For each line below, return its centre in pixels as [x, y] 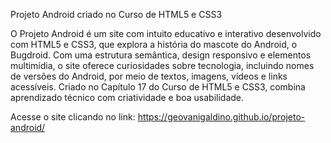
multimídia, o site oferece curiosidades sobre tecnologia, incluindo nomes [162, 65]
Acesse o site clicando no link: [73, 117]
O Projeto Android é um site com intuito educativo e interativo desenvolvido [166, 33]
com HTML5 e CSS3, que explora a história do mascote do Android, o [154, 44]
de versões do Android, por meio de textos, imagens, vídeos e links [149, 76]
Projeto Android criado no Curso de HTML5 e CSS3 [116, 14]
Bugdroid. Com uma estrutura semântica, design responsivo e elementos [161, 55]
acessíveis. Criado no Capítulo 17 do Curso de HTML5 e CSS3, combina [158, 87]
